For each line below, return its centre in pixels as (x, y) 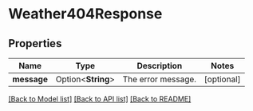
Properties (35, 44)
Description (160, 66)
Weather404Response (85, 14)
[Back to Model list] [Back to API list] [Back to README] (100, 99)
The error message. (160, 79)
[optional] (222, 79)
